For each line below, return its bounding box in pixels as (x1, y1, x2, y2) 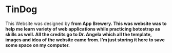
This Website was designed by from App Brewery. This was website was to (5, 20, 167, 26)
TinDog (5, 4, 37, 15)
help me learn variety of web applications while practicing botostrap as (5, 25, 161, 32)
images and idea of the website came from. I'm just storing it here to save (5, 37, 165, 43)
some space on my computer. (5, 42, 70, 48)
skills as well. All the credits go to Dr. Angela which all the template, (5, 31, 152, 37)
